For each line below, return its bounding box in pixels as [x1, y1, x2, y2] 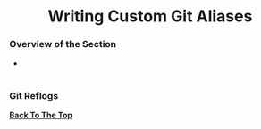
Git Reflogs [9, 89, 59, 101]
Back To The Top [9, 109, 73, 121]
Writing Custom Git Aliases [47, 6, 253, 27]
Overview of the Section [9, 38, 117, 51]
